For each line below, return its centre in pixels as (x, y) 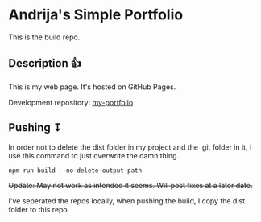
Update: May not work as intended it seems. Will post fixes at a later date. (130, 185)
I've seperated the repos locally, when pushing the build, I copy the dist (127, 201)
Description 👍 (45, 63)
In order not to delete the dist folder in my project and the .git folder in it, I (130, 147)
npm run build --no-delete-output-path (75, 171)
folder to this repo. (39, 209)
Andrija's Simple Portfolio (96, 15)
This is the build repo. (44, 37)
